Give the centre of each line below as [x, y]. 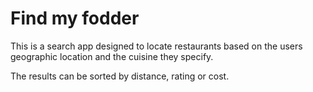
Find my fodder [75, 18]
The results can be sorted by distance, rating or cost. [120, 76]
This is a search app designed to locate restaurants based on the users [156, 46]
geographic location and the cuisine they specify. [112, 56]
